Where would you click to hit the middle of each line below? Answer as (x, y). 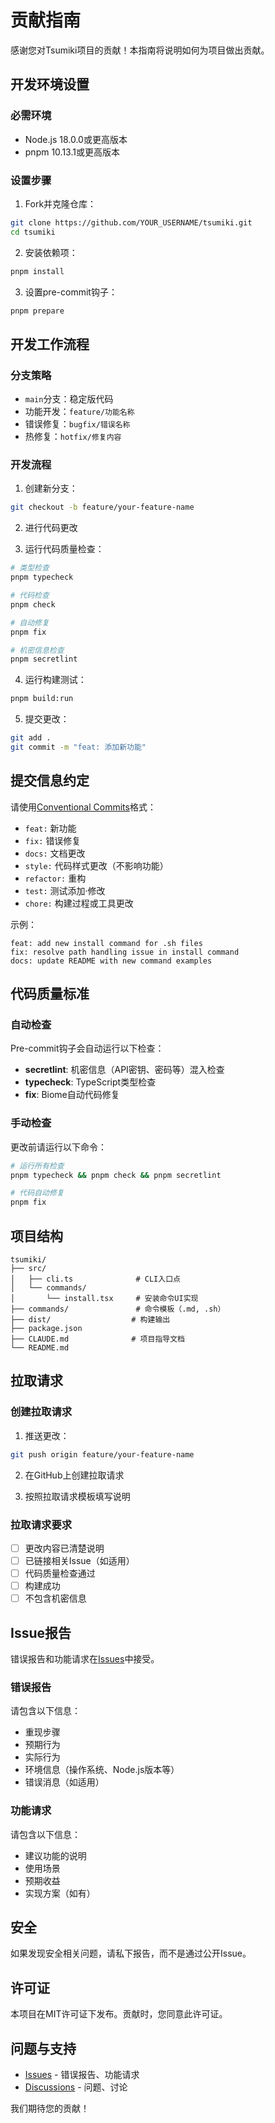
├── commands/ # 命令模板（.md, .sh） (118, 1309)
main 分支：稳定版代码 (69, 399)
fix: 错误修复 (53, 840)
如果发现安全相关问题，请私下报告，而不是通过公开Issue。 (131, 1953)
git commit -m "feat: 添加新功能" (78, 747)
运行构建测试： (55, 680)
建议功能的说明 (55, 1855)
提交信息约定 (50, 781)
